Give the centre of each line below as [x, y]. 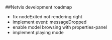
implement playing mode [38, 32]
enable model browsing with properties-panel [60, 27]
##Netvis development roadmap [39, 7]
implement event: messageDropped [49, 22]
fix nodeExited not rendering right [47, 17]
